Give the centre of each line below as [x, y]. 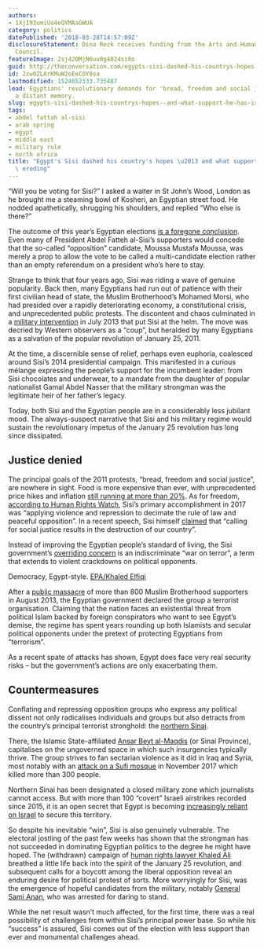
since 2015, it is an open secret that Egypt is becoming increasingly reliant [128, 806]
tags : [17, 111]
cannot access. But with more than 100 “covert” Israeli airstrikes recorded [127, 797]
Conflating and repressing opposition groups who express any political [123, 709]
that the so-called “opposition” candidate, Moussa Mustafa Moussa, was [126, 248]
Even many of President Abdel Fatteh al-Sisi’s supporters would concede [126, 240]
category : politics [40, 30]
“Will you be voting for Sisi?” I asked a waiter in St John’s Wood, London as [129, 191]
